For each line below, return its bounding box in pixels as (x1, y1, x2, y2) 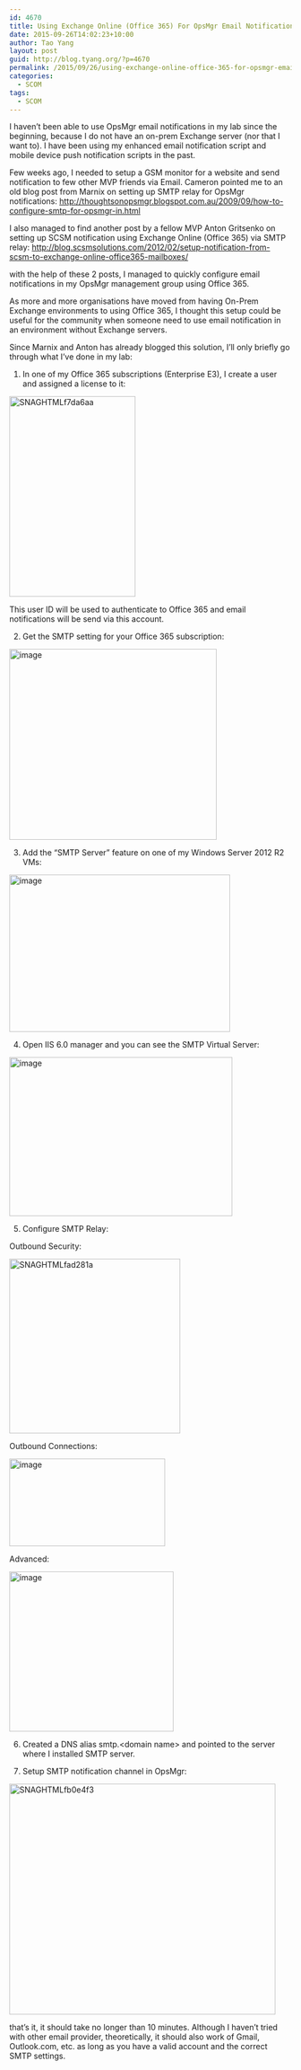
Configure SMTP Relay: (21, 1224, 109, 1234)
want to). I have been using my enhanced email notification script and (9, 140, 267, 151)
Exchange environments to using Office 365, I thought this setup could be (9, 305, 281, 316)
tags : (9, 88, 30, 97)
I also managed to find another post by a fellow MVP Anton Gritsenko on (9, 223, 276, 234)
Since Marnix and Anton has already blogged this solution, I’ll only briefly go (9, 342, 290, 353)
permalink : (9, 64, 50, 73)
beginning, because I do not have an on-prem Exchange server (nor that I (9, 131, 280, 142)
